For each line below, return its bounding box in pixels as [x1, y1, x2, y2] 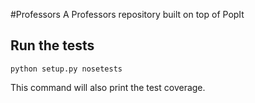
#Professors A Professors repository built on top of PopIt [10, 9, 245, 20]
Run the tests [10, 37, 95, 54]
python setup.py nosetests [10, 64, 123, 74]
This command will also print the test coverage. [10, 81, 206, 93]
